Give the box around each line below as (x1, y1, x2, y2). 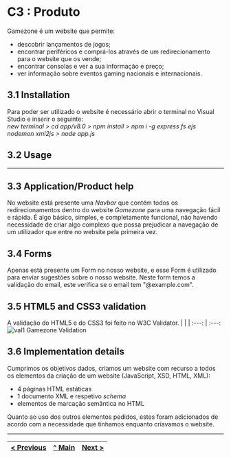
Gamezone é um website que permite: (7, 27, 115, 35)
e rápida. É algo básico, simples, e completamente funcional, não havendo (7, 214, 218, 222)
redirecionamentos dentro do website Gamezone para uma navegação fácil (7, 206, 221, 214)
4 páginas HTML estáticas (16, 385, 92, 393)
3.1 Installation (7, 89, 70, 101)
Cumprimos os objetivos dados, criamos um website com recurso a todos (7, 364, 216, 372)
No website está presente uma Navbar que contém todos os (7, 198, 179, 207)
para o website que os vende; (16, 54, 102, 62)
